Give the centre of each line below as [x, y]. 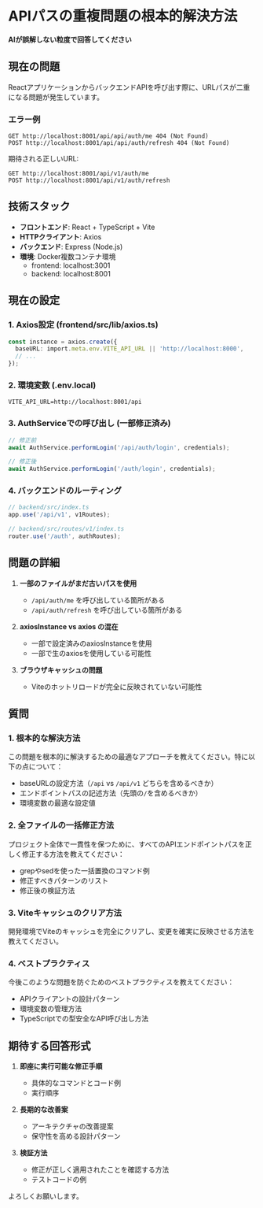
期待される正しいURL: [44, 159]
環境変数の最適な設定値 [57, 803]
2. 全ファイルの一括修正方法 [61, 825]
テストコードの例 [59, 1180]
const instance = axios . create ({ [63, 342]
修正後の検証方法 [47, 890]
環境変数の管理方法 [51, 1009]
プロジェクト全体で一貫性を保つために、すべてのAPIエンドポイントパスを [127, 844]
